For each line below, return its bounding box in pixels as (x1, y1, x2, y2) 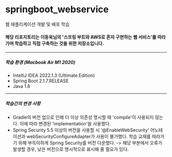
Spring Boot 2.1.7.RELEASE (12, 78, 69, 84)
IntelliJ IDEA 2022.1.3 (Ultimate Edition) (12, 73, 95, 79)
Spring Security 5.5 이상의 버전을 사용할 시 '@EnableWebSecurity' (12, 127, 149, 133)
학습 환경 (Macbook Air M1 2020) (5, 59, 76, 65)
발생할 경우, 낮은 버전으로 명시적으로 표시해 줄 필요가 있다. (12, 146, 129, 152)
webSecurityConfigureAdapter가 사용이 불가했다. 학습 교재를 (26, 133, 151, 140)
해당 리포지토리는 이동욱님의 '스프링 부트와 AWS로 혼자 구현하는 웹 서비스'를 (5, 34, 157, 40)
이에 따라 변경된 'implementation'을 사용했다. (19, 121, 111, 127)
